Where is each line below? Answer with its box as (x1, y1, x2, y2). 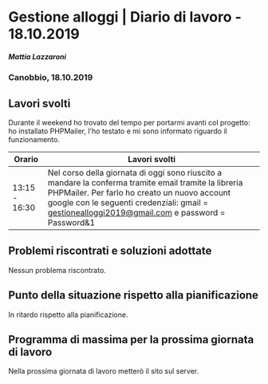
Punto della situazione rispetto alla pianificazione (8, 288, 259, 303)
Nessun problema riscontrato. (8, 265, 106, 275)
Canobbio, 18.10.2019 (8, 72, 93, 83)
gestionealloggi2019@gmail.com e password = (47, 207, 226, 218)
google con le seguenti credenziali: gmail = (47, 196, 209, 208)
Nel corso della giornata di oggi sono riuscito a (47, 167, 222, 178)
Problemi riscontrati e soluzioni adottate (8, 244, 212, 258)
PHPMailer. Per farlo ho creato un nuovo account (47, 187, 231, 198)
